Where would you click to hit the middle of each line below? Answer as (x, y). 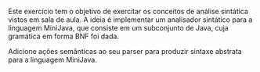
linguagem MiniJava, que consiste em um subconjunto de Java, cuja (118, 28)
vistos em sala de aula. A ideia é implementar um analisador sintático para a (130, 20)
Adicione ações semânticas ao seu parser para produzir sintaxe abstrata (125, 51)
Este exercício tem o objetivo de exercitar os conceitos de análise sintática (128, 11)
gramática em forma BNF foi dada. (64, 36)
